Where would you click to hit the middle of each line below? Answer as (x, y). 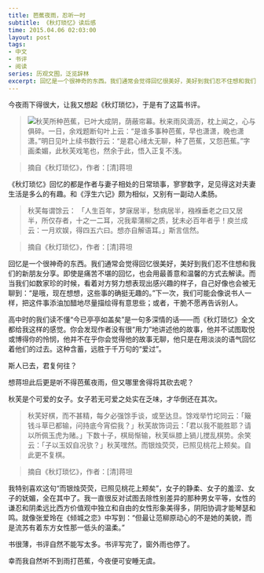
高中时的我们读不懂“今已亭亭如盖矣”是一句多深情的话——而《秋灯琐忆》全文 (132, 319)
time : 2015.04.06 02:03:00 (52, 30)
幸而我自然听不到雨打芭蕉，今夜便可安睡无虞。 (84, 560)
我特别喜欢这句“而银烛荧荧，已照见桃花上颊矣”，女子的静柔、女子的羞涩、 (128, 488)
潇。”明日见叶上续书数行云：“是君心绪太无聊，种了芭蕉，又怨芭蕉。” (135, 141)
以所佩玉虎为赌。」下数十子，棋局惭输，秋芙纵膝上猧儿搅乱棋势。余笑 (139, 435)
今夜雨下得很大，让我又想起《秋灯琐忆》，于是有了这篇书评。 (106, 104)
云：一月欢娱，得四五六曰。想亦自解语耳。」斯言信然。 (115, 230)
